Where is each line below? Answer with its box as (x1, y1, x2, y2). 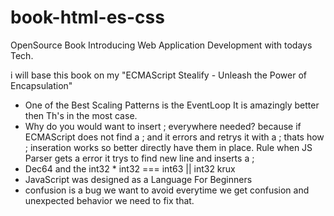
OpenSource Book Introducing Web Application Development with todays (10, 39, 313, 51)
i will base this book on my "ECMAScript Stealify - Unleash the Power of (10, 69, 308, 81)
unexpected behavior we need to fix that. (24, 194, 195, 206)
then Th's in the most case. (24, 109, 138, 121)
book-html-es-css (10, 6, 165, 29)
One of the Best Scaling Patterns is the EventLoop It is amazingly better (24, 99, 320, 111)
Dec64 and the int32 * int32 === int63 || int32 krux (24, 162, 236, 175)
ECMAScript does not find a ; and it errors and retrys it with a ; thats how (24, 131, 325, 143)
